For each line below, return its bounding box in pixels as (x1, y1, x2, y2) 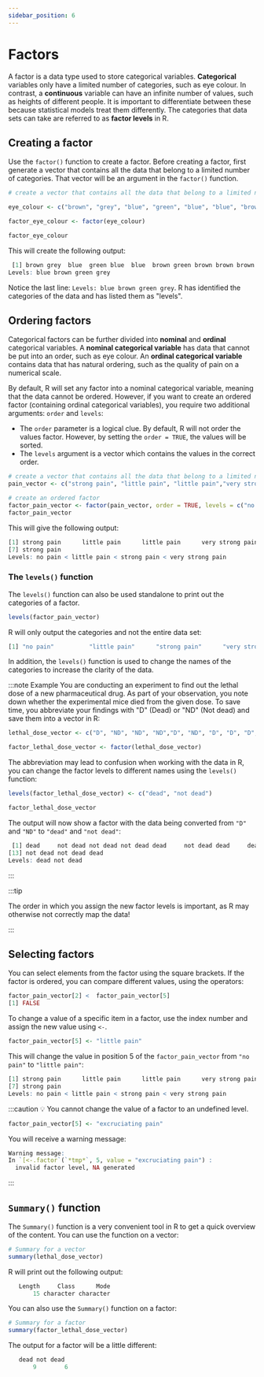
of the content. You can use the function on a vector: (8, 1230, 179, 1239)
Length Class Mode (18, 1282, 111, 1290)
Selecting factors (8, 948, 94, 961)
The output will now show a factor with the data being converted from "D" (8, 818, 247, 827)
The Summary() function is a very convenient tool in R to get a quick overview (8, 1222, 256, 1231)
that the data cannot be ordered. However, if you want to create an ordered (8, 392, 251, 402)
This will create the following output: (8, 246, 126, 255)
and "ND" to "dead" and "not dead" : (8, 826, 122, 836)
